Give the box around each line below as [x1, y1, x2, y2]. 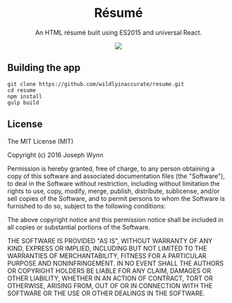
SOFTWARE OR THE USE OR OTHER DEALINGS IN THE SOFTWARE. [7, 289, 205, 297]
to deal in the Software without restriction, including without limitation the [7, 179, 220, 187]
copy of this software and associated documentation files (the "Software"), [7, 171, 226, 180]
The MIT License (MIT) [7, 137, 74, 145]
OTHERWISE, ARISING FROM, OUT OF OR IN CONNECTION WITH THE [7, 281, 213, 290]
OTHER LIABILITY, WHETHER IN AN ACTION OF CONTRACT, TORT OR [7, 273, 213, 283]
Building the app [7, 62, 81, 74]
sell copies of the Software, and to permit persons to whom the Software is [7, 194, 226, 202]
